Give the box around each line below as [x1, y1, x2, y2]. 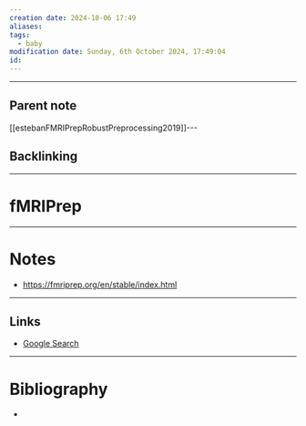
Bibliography [9, 379, 108, 400]
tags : [9, 30, 30, 39]
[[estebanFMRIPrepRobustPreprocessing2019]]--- [9, 122, 199, 133]
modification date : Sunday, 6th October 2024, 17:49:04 [9, 47, 226, 57]
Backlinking [9, 149, 78, 164]
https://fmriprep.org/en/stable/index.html [22, 279, 178, 290]
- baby [17, 38, 43, 48]
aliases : [9, 22, 43, 31]
